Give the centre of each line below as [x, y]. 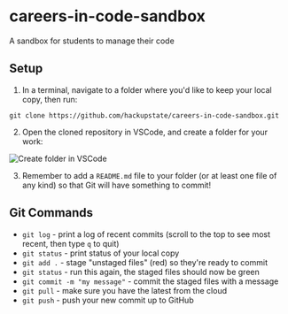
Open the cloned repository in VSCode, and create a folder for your [145, 132]
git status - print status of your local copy [101, 253]
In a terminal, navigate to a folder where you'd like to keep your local [147, 89]
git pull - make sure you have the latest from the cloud [125, 290]
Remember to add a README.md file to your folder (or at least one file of [149, 175]
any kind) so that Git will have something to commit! [116, 185]
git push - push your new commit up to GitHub [108, 300]
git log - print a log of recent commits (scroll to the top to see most [146, 234]
